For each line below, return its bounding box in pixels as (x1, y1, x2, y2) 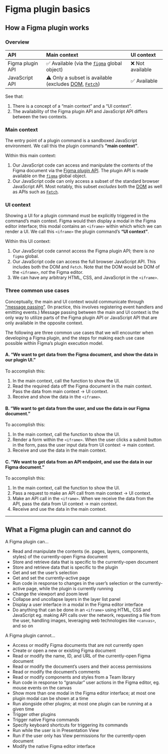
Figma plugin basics (5, 4, 90, 15)
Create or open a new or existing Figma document (12, 647, 116, 654)
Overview (5, 39, 29, 46)
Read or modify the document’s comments (12, 669, 100, 675)
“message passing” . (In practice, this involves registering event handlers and (5, 304, 163, 310)
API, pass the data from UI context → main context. (12, 501, 118, 507)
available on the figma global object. (12, 173, 87, 179)
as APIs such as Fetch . (12, 189, 59, 195)
